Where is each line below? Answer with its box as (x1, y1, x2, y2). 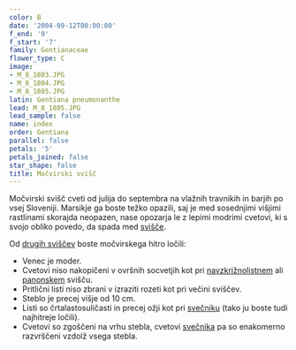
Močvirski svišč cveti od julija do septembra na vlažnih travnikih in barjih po (9, 194, 284, 204)
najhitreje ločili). (21, 312, 80, 323)
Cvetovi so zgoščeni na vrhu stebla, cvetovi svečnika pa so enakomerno (21, 322, 285, 332)
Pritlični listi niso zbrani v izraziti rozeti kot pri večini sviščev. (21, 284, 242, 294)
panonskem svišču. (21, 275, 93, 285)
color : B (9, 12, 42, 22)
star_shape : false (9, 161, 77, 170)
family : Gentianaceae (9, 46, 89, 55)
